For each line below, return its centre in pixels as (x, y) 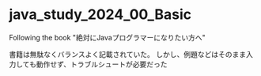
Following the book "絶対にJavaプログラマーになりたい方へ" (107, 37)
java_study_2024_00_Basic (100, 15)
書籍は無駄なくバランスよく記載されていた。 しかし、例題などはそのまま (128, 54)
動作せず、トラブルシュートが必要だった (102, 64)
